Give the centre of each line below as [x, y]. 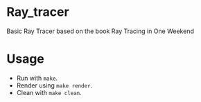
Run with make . [37, 78]
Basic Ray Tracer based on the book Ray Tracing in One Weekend [101, 31]
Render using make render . [54, 85]
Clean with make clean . [49, 92]
